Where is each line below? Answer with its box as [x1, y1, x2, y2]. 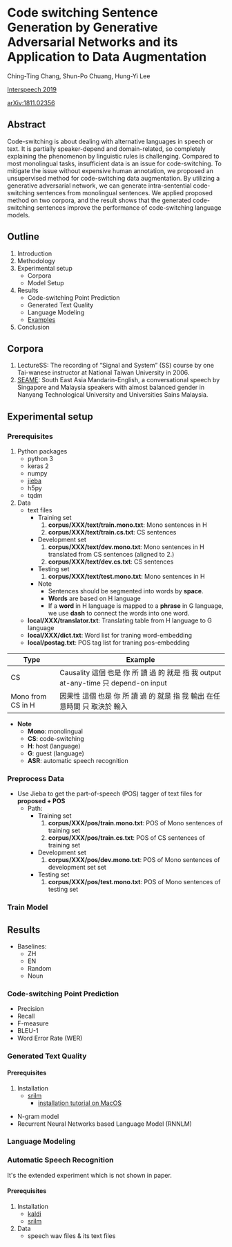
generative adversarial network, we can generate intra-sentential [7, 181, 192, 190]
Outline [7, 231, 39, 243]
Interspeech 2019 [7, 85, 57, 93]
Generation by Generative [7, 19, 158, 35]
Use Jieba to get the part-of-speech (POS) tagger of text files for [17, 789, 202, 798]
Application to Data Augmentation [7, 49, 207, 65]
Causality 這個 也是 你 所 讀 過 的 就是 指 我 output [59, 668, 222, 678]
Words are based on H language [48, 594, 142, 603]
